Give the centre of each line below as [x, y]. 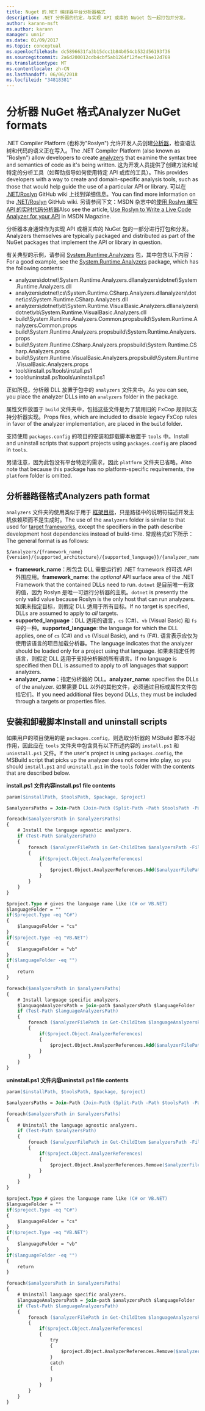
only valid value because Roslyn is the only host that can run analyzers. [105, 599]
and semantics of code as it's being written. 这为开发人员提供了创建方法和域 [102, 165]
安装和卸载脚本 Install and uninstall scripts [87, 722]
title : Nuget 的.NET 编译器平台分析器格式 [56, 12]
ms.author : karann [30, 29]
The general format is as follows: [48, 540]
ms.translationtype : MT [37, 63]
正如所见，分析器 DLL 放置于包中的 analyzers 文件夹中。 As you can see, [98, 390]
